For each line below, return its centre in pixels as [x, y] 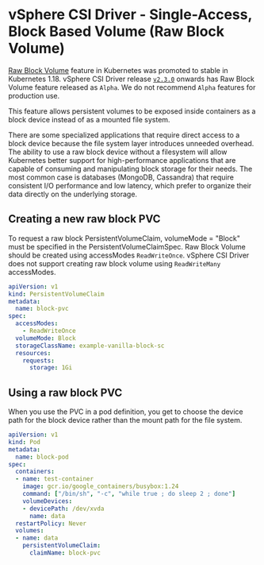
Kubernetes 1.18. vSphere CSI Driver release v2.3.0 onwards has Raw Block [132, 79]
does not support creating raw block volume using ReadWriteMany [115, 263]
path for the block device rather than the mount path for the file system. [125, 420]
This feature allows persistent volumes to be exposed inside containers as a [132, 111]
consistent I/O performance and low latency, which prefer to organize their [130, 185]
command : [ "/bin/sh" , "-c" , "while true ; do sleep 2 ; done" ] [129, 494]
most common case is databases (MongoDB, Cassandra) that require [121, 177]
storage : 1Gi [51, 368]
